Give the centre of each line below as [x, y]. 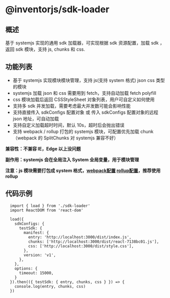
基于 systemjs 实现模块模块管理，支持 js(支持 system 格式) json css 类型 [89, 80]
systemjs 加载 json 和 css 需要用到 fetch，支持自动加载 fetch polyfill [84, 93]
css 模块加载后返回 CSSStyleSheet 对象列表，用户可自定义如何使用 [84, 99]
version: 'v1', [40, 255]
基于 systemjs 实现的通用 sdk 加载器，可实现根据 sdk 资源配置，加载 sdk [82, 43]
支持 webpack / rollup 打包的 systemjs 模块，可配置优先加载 [76, 131]
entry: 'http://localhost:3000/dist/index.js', [80, 237]
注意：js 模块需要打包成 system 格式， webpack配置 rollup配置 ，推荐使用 [83, 171]
